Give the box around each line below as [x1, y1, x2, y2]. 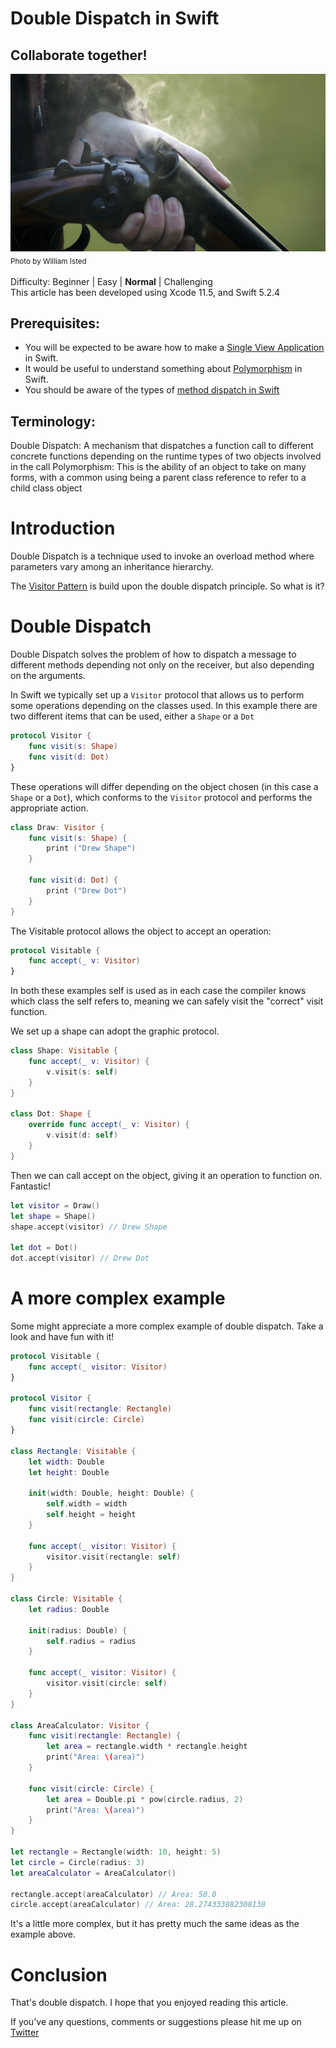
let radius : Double [28, 1604, 110, 1614]
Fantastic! [10, 1180, 51, 1192]
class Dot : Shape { [10, 1109, 92, 1119]
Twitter [10, 2027, 40, 2039]
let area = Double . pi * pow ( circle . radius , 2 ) [46, 1794, 244, 1804]
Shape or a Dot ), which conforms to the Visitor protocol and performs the [10, 791, 313, 803]
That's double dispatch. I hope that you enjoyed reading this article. [10, 1997, 289, 2009]
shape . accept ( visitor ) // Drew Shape [10, 1222, 168, 1232]
